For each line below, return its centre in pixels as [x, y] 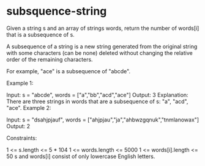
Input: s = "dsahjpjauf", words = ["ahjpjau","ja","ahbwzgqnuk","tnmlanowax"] [103, 120]
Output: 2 [18, 126]
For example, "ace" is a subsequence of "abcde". [68, 71]
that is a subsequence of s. [40, 34]
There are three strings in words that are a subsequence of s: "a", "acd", [97, 101]
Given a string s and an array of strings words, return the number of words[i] [103, 28]
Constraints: [22, 138]
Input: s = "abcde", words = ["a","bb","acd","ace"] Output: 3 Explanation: [97, 95]
